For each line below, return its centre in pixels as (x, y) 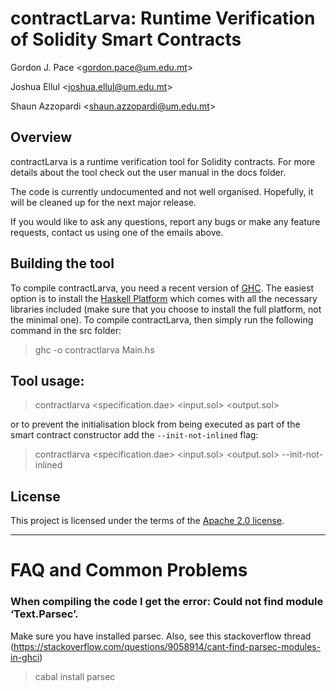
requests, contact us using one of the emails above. (117, 232)
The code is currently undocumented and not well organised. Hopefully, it (162, 191)
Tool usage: (47, 380)
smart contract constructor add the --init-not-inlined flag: (134, 435)
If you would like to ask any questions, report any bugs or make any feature (165, 221)
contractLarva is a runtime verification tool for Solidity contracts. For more (163, 161)
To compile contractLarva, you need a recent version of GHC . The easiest (162, 288)
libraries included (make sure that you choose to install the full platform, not (166, 309)
